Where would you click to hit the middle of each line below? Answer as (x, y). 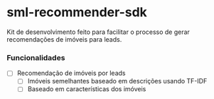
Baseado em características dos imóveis (87, 89)
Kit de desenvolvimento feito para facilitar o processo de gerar (98, 32)
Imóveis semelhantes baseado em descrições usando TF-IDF (117, 81)
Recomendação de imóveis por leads (71, 73)
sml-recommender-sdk (77, 12)
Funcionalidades (36, 57)
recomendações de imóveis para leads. (64, 39)
